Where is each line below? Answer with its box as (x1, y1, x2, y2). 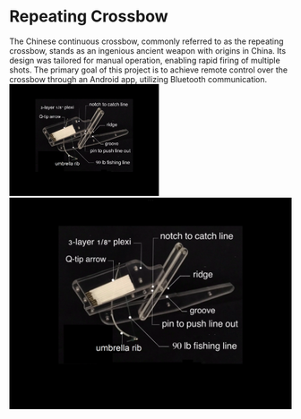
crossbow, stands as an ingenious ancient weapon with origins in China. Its (9, 45, 287, 56)
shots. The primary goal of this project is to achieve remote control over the (9, 64, 288, 75)
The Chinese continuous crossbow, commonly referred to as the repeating (9, 36, 284, 47)
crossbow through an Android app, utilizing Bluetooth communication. (9, 73, 268, 84)
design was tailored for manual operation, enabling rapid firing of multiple (9, 55, 280, 65)
